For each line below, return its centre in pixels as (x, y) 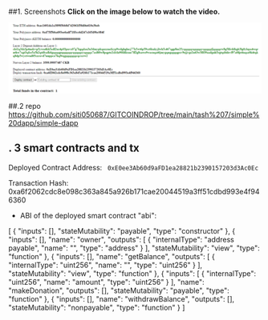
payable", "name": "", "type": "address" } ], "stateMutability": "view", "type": (134, 248)
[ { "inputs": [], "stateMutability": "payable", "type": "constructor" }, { (122, 230)
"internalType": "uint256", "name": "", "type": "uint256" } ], (106, 265)
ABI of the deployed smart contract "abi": (88, 215)
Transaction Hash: (39, 182)
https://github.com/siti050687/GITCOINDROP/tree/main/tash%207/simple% (134, 114)
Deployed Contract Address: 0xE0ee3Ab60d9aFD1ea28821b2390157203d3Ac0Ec (134, 167)
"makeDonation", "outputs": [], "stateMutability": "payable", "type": (119, 290)
